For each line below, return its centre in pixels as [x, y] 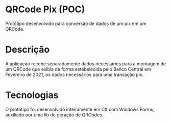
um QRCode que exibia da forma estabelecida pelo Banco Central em [78, 69]
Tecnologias [32, 95]
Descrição [28, 50]
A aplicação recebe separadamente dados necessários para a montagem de [86, 64]
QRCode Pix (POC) [45, 9]
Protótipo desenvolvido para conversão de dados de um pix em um [76, 23]
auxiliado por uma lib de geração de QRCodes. [54, 115]
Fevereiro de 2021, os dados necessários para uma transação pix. [75, 75]
